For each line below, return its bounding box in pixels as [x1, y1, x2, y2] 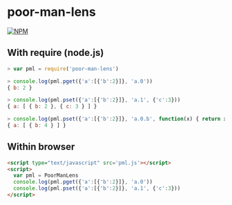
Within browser [7, 141, 75, 153]
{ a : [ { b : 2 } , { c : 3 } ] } [7, 103, 97, 110]
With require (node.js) [7, 47, 104, 59]
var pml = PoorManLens [13, 172, 79, 179]
